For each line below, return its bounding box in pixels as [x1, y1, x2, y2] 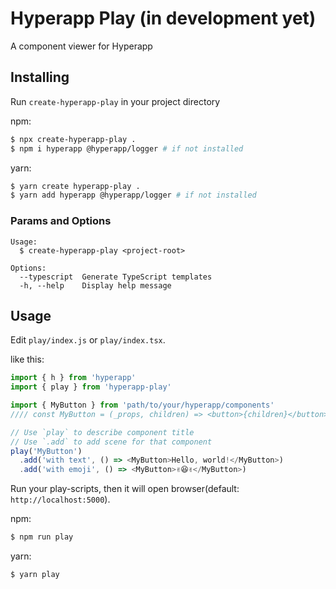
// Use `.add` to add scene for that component [10, 437, 213, 447]
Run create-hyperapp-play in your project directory [10, 95, 221, 107]
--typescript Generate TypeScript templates [19, 272, 213, 282]
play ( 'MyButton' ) [10, 446, 83, 456]
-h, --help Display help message [19, 280, 172, 291]
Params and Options [10, 214, 112, 228]
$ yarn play [10, 570, 60, 580]
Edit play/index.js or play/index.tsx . [10, 334, 166, 346]
